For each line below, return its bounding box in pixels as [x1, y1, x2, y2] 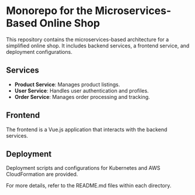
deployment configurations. [6, 48, 73, 55]
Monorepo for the [6, 4, 93, 18]
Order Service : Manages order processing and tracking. [14, 93, 150, 100]
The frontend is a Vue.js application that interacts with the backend [6, 126, 168, 133]
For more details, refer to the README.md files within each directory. [6, 182, 172, 189]
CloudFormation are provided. [6, 171, 78, 178]
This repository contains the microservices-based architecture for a [6, 36, 169, 43]
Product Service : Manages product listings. [14, 81, 120, 88]
